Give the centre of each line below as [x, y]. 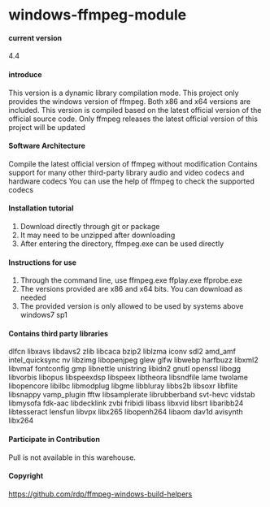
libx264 [21, 421]
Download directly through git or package [90, 226]
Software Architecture [47, 146]
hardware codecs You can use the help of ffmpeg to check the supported [131, 181]
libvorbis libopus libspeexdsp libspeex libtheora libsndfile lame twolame [128, 377]
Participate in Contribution [54, 439]
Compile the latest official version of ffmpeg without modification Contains [133, 163]
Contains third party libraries [58, 333]
